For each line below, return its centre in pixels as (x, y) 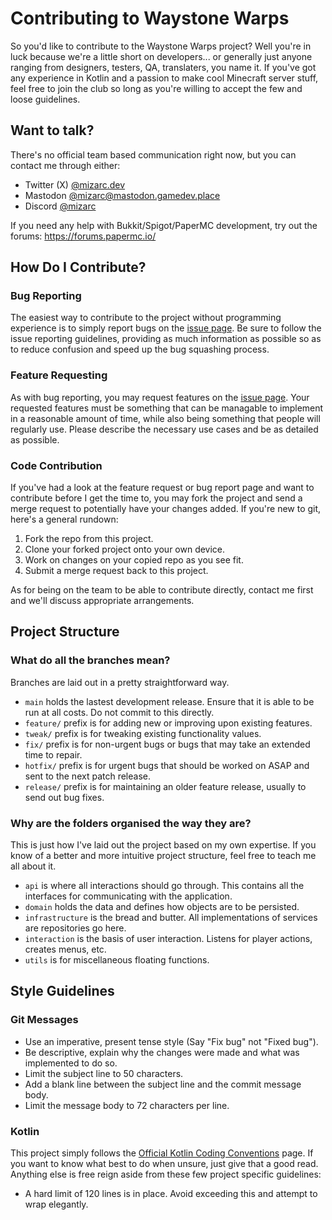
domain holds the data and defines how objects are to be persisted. (162, 907)
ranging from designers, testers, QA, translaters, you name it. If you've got (163, 67)
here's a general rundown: (64, 519)
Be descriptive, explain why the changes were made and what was (162, 1052)
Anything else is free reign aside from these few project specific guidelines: (166, 1174)
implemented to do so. (71, 1063)
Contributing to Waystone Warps (150, 18)
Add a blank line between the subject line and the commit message (163, 1084)
